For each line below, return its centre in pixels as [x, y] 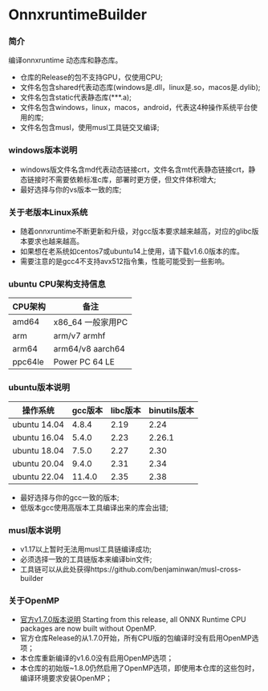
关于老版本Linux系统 [48, 212]
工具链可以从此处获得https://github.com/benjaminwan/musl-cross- [130, 569]
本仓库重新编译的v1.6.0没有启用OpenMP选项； [97, 658]
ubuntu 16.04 [38, 437]
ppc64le [28, 362]
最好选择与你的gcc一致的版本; [69, 497]
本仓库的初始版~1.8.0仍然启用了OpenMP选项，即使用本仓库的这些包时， [139, 669]
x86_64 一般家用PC [91, 323]
